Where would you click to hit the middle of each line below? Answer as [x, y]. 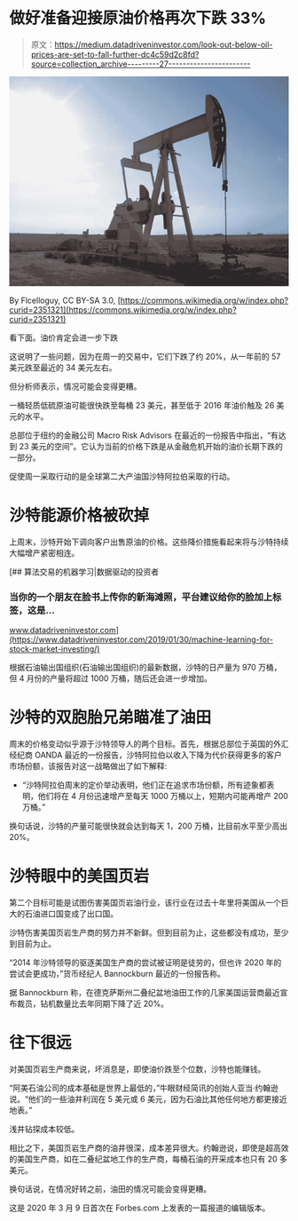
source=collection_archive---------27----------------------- [141, 64]
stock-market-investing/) [55, 649]
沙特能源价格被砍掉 [79, 515]
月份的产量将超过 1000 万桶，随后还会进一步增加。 [119, 678]
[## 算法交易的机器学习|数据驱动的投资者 [84, 571]
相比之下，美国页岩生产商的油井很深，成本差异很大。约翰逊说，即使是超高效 [149, 1147]
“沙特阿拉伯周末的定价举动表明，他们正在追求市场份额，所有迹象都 [144, 785]
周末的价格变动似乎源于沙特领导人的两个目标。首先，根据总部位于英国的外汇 [149, 744]
